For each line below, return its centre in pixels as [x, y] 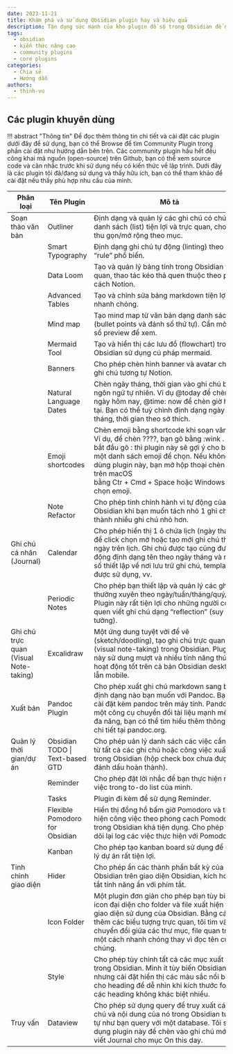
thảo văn [25, 227]
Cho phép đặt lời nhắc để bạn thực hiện [158, 778]
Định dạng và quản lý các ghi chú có [153, 218]
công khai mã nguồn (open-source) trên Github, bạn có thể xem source [109, 158]
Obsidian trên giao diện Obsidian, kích [155, 875]
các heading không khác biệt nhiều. [152, 994]
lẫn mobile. [111, 675]
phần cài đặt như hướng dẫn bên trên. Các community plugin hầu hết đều [112, 151]
